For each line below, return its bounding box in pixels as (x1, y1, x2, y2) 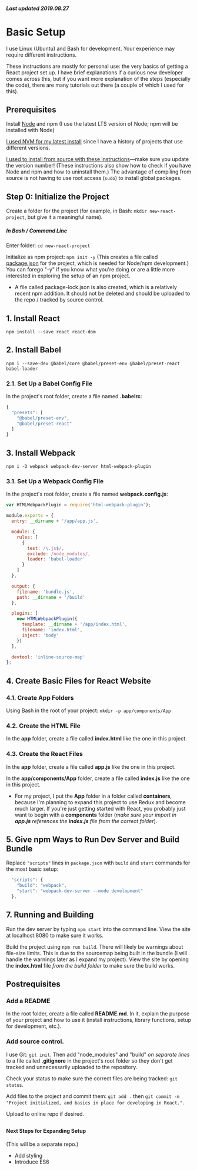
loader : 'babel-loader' (27, 556, 85, 562)
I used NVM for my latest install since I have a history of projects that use (6, 138, 183, 145)
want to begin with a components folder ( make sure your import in (14, 811, 177, 818)
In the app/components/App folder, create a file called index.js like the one (6, 775, 190, 782)
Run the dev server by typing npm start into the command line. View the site (6, 925, 191, 932)
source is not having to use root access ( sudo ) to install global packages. (6, 175, 182, 182)
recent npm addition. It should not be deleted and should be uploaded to (14, 290, 191, 297)
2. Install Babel (6, 345, 62, 355)
